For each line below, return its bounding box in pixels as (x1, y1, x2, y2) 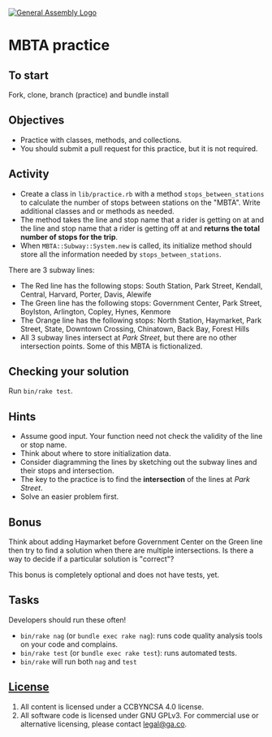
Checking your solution (8, 365, 130, 379)
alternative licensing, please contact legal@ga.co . (19, 719, 188, 729)
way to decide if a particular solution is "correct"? (8, 554, 175, 564)
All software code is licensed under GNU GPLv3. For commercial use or (19, 710, 259, 720)
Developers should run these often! (8, 614, 127, 625)
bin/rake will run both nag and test (19, 657, 137, 666)
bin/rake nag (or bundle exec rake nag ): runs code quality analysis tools (19, 631, 263, 640)
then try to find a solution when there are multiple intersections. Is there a (8, 545, 254, 556)
